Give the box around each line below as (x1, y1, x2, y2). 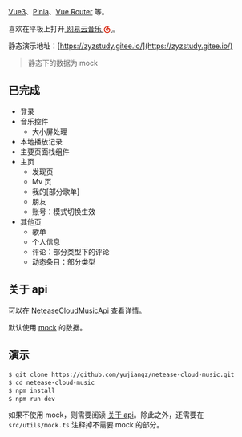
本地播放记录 (19, 136, 63, 146)
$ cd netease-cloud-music (8, 379, 95, 387)
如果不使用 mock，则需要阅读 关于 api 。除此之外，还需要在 (8, 410, 204, 419)
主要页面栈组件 (19, 147, 70, 156)
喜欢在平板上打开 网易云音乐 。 (8, 24, 120, 34)
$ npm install (8, 387, 56, 395)
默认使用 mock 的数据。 (8, 322, 87, 332)
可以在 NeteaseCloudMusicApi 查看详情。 (8, 305, 147, 315)
